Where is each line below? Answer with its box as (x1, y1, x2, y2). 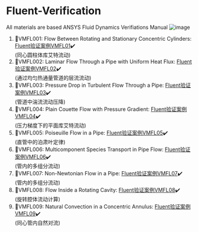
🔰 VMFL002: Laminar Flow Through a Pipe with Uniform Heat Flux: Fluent (14, 58, 192, 65)
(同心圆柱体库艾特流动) (14, 51, 71, 58)
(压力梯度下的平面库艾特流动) (14, 122, 87, 129)
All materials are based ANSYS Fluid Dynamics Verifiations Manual (6, 24, 168, 31)
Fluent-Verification (6, 4, 102, 18)
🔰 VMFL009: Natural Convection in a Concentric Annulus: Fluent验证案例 (14, 202, 191, 210)
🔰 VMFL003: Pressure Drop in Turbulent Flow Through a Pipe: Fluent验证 (14, 81, 191, 89)
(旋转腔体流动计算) (14, 195, 61, 202)
